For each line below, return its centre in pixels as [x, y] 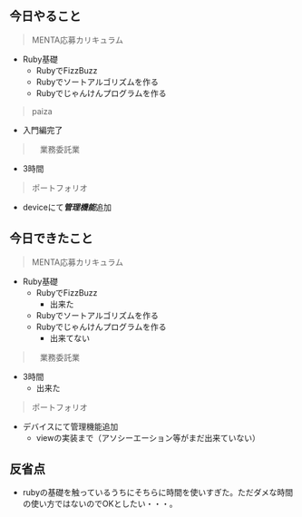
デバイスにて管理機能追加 [70, 426]
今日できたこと [51, 239]
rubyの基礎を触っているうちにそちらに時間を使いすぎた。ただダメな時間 [158, 493]
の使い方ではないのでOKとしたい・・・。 [100, 504]
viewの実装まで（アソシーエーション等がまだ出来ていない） [148, 437]
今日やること [45, 16]
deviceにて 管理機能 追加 [67, 207]
